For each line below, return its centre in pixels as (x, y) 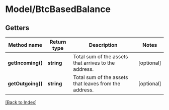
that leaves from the (97, 84)
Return (58, 42)
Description (103, 45)
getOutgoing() (25, 84)
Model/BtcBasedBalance (58, 9)
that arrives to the (94, 63)
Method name (25, 45)
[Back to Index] (21, 102)
